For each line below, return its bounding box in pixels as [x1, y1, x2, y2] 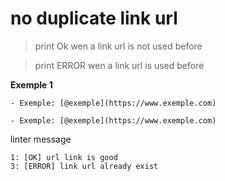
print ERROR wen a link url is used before [34, 59, 205, 71]
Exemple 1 [10, 78, 53, 91]
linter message [10, 133, 72, 145]
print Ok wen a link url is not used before [34, 40, 203, 52]
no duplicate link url [10, 7, 178, 30]
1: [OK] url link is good [10, 152, 118, 162]
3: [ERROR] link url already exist [10, 161, 159, 171]
